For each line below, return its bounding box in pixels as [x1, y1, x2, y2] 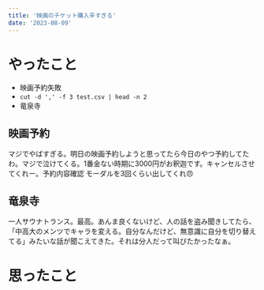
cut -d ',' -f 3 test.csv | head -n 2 [19, 93, 147, 101]
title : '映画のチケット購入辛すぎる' [8, 11, 117, 20]
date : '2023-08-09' [8, 19, 73, 27]
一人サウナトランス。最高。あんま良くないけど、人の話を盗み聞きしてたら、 [8, 217, 256, 226]
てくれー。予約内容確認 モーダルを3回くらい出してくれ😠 [8, 169, 194, 179]
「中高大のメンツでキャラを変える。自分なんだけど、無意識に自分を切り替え [8, 227, 256, 236]
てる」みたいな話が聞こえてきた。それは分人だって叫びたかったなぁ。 [8, 236, 235, 246]
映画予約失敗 [19, 83, 61, 92]
